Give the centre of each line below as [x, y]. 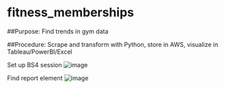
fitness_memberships [71, 13]
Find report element [35, 78]
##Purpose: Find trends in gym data [58, 31]
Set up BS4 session [35, 65]
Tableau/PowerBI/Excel [40, 52]
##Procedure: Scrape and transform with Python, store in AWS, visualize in [113, 44]
